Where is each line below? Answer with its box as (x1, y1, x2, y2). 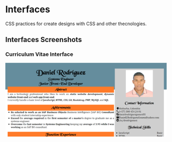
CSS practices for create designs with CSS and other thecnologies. (5, 21, 147, 27)
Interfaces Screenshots (5, 35, 82, 44)
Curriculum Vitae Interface (5, 51, 73, 58)
